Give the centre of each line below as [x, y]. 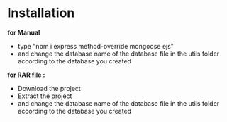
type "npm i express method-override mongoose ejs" [95, 46]
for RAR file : [26, 75]
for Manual [24, 32]
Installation [41, 13]
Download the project [49, 88]
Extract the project [45, 96]
